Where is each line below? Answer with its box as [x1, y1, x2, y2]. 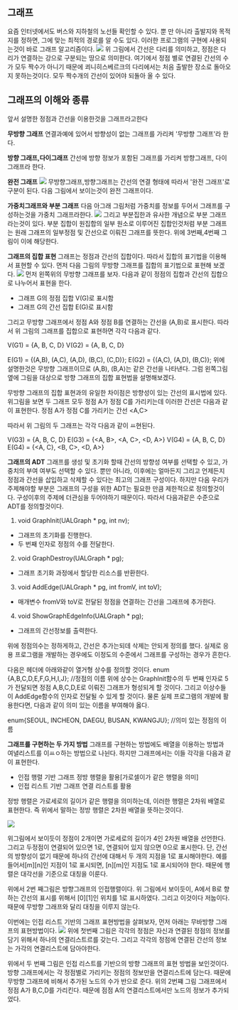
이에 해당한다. [20, 237, 59, 245]
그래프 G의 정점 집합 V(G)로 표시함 [17, 293, 114, 302]
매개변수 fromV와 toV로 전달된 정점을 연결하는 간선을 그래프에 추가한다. [17, 597, 216, 606]
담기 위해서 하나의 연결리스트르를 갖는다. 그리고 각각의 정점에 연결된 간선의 [7, 935, 215, 943]
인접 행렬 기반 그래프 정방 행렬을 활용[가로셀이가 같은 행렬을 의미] [17, 773, 199, 781]
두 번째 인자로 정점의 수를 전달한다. [17, 539, 115, 548]
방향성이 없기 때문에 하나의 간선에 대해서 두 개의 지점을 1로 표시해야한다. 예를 [14, 852, 227, 860]
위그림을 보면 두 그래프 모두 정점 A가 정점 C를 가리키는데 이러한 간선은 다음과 [7, 397, 221, 406]
